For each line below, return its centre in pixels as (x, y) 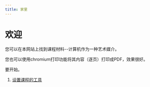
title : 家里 (16, 9)
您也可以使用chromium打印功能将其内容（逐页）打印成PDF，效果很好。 (76, 59)
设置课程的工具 (27, 79)
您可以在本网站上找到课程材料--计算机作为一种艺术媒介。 (62, 49)
